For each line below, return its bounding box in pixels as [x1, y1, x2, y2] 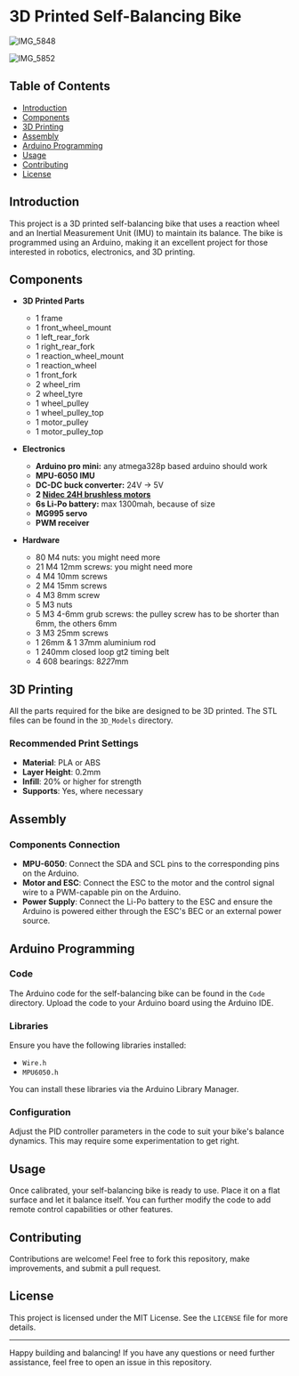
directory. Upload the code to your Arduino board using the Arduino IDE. [9, 997, 274, 1008]
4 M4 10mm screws [35, 571, 109, 582]
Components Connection [9, 838, 120, 851]
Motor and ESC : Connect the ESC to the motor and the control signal [21, 878, 275, 888]
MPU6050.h [21, 1068, 60, 1078]
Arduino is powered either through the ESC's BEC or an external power [21, 906, 282, 917]
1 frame [35, 313, 63, 324]
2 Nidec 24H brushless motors [35, 490, 151, 500]
